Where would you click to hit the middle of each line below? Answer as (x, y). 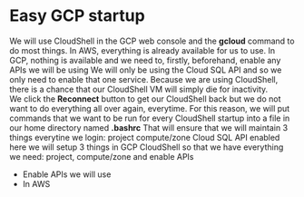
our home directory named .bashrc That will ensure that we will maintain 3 (149, 127)
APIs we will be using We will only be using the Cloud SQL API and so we (146, 70)
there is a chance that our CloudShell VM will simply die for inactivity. (139, 89)
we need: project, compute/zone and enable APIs (102, 156)
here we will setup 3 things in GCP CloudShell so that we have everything (147, 147)
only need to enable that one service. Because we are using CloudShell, (144, 79)
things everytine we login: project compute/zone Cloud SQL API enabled (145, 137)
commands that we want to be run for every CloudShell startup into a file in (150, 118)
